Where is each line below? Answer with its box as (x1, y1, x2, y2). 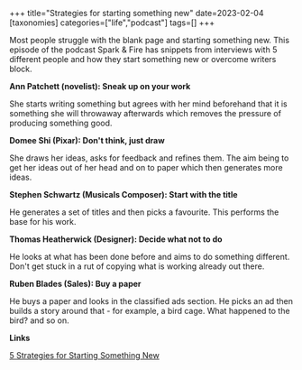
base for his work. (9, 217, 77, 227)
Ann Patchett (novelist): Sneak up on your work (9, 81, 191, 91)
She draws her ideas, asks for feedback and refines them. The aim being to (9, 153, 289, 163)
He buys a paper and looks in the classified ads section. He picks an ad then (9, 296, 294, 306)
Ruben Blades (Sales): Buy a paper (9, 279, 142, 289)
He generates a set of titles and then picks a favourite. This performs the (9, 207, 279, 217)
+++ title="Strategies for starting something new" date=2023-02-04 (9, 8, 264, 18)
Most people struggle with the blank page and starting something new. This (9, 35, 290, 45)
